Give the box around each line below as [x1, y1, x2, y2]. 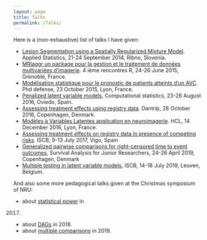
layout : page [13, 8, 46, 15]
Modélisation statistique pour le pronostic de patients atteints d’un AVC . [21, 79, 198, 87]
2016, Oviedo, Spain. [21, 99, 73, 106]
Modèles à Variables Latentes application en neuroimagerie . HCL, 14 [21, 118, 190, 125]
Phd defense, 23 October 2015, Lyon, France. [21, 86, 134, 93]
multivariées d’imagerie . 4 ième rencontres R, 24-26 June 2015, [21, 67, 179, 74]
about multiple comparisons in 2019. [21, 227, 112, 235]
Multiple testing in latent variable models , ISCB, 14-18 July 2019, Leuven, [21, 162, 200, 169]
